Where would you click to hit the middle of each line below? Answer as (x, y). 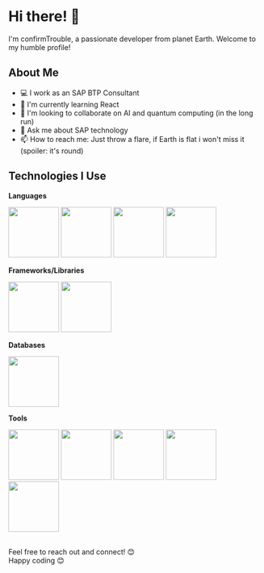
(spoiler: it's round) (52, 151)
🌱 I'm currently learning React (69, 104)
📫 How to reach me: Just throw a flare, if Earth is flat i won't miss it (132, 139)
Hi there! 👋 (44, 17)
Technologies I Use (57, 176)
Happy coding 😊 (36, 560)
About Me (34, 73)
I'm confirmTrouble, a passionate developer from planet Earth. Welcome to (132, 39)
